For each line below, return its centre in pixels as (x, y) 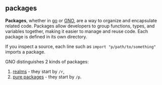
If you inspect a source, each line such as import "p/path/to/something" (81, 46)
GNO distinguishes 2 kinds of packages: (47, 61)
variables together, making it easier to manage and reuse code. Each (76, 31)
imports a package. (25, 52)
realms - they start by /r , (38, 71)
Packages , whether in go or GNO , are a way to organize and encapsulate (81, 20)
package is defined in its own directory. (46, 36)
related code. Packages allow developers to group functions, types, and (80, 26)
